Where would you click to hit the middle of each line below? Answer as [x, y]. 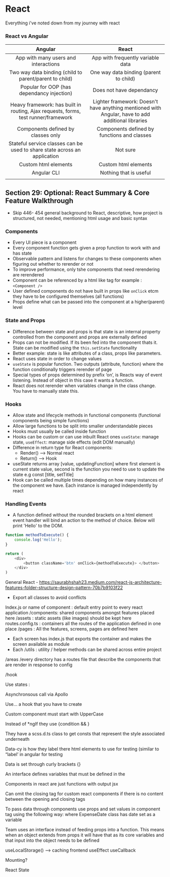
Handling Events [26, 504]
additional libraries [125, 121]
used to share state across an [46, 150]
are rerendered [28, 275]
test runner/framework [46, 117]
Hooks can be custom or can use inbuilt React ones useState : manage [86, 436]
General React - [22, 582]
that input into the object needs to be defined [52, 840]
